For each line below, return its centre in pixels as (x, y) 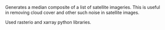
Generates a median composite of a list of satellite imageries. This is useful (83, 7)
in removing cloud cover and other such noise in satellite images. (72, 12)
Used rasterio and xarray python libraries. (48, 22)
